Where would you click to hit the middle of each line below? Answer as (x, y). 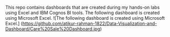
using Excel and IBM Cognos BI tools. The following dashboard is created (83, 13)
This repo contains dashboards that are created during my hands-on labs (82, 7)
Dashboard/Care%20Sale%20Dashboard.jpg (53, 29)
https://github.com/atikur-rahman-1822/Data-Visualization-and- (90, 23)
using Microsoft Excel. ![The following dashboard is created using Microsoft (85, 18)
